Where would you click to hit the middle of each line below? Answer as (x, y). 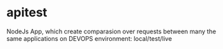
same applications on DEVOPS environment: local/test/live (89, 38)
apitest (27, 13)
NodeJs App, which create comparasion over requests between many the (111, 31)
